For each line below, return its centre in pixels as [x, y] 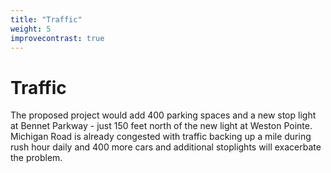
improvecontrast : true [57, 38]
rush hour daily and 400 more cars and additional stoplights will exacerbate [166, 147]
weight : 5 [31, 29]
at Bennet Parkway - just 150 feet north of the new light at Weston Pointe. [161, 126]
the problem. [36, 158]
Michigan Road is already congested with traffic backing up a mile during [161, 137]
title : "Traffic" [46, 19]
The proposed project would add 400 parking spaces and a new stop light [163, 115]
